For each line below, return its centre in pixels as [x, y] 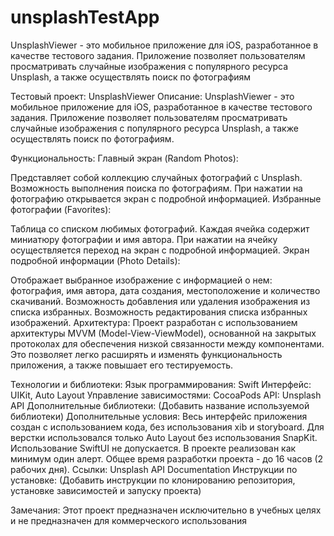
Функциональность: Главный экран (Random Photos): [124, 158]
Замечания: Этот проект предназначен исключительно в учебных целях [166, 510]
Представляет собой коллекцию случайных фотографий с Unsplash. [156, 177]
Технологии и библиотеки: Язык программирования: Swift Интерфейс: [161, 384]
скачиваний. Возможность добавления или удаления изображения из [160, 301]
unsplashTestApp [85, 17]
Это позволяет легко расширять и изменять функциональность [146, 354]
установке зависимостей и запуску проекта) [106, 490]
